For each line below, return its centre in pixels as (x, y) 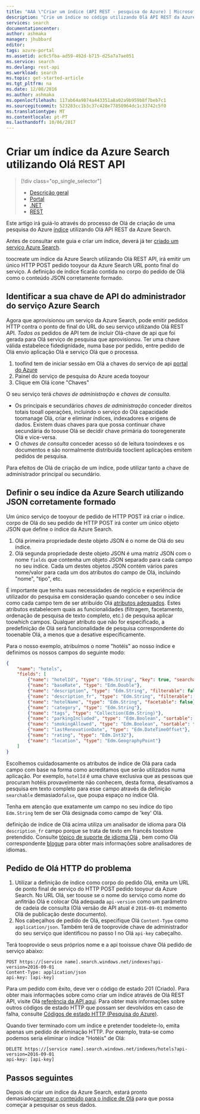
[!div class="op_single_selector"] (61, 181)
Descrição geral (49, 193)
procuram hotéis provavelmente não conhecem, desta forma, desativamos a (100, 782)
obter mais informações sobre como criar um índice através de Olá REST (95, 995)
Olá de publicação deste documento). (61, 914)
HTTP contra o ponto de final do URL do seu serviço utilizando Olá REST (95, 326)
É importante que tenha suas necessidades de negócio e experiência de (95, 590)
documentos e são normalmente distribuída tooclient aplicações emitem (103, 450)
